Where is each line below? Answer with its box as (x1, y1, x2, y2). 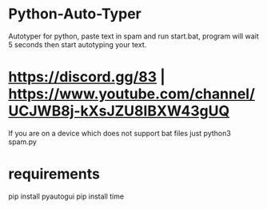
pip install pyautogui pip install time (8, 191, 125, 201)
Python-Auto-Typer (8, 5, 141, 23)
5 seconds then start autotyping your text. (8, 39, 147, 49)
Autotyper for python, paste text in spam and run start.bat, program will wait (8, 31, 259, 41)
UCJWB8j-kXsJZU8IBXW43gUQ (8, 102, 230, 120)
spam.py (8, 137, 38, 147)
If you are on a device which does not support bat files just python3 (8, 128, 232, 138)
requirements (8, 165, 100, 183)
